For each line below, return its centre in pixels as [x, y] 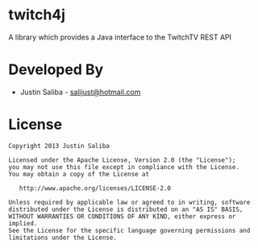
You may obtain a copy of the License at [79, 174]
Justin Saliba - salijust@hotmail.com [80, 92]
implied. [23, 223]
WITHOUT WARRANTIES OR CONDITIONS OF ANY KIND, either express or [122, 216]
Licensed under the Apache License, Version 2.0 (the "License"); [122, 160]
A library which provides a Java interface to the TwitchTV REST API [120, 37]
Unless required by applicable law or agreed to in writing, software [129, 202]
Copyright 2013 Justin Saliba [59, 146]
